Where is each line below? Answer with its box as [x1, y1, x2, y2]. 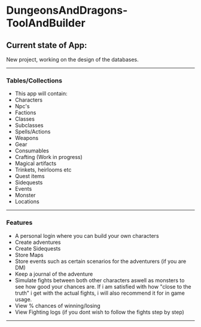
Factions [14, 109, 36, 117]
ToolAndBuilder [6, 16, 86, 30]
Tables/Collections [6, 76, 63, 84]
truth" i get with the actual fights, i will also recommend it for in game [14, 289, 185, 297]
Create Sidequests [14, 245, 61, 252]
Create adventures [14, 239, 61, 246]
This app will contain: [14, 90, 68, 97]
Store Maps [14, 251, 44, 258]
